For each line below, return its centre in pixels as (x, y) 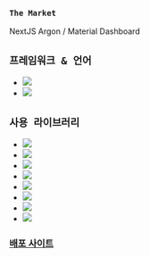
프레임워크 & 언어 (50, 60)
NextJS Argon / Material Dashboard (74, 31)
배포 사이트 (32, 243)
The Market (33, 13)
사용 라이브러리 (45, 122)
